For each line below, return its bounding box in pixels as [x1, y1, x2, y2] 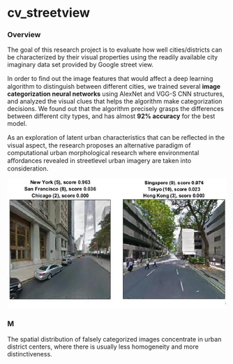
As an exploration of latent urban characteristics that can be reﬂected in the [7, 133, 225, 142]
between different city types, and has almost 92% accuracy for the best [7, 112, 216, 120]
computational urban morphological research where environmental [7, 149, 200, 157]
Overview [7, 30, 41, 40]
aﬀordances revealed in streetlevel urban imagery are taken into [7, 156, 192, 165]
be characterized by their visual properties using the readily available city [7, 53, 218, 61]
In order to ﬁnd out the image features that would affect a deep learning [7, 75, 213, 83]
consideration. [7, 164, 49, 173]
